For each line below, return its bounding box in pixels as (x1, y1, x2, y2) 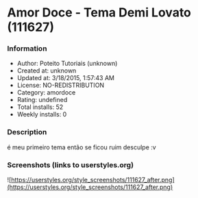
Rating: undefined (16, 96, 68, 104)
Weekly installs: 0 (16, 110, 67, 119)
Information (7, 44, 47, 53)
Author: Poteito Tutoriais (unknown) (16, 60, 118, 68)
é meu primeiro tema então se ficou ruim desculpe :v (7, 143, 156, 151)
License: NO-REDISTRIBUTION (16, 81, 105, 90)
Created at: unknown (16, 66, 77, 75)
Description (7, 127, 47, 137)
